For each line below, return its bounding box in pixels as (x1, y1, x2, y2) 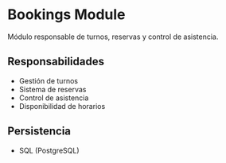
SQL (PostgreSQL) (18, 146, 80, 155)
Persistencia (7, 125, 72, 138)
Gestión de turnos (18, 76, 79, 85)
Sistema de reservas (18, 84, 87, 94)
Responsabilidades (7, 55, 105, 68)
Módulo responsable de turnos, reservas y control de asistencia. (7, 32, 219, 41)
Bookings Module (7, 6, 126, 24)
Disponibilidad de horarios (18, 101, 106, 111)
